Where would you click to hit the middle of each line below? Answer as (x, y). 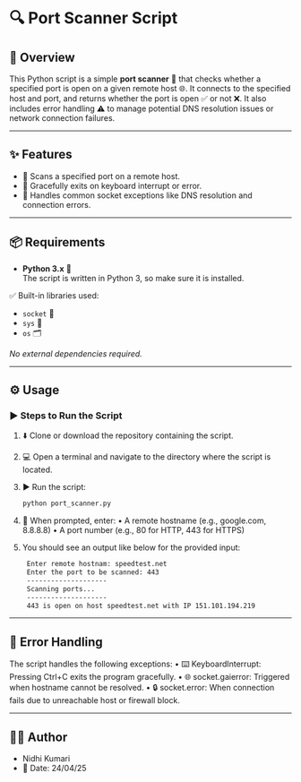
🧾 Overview (42, 57)
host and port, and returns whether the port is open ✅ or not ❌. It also (138, 99)
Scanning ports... (61, 589)
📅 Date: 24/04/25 (54, 769)
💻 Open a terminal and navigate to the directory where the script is (146, 457)
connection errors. (56, 204)
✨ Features (41, 155)
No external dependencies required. (76, 353)
